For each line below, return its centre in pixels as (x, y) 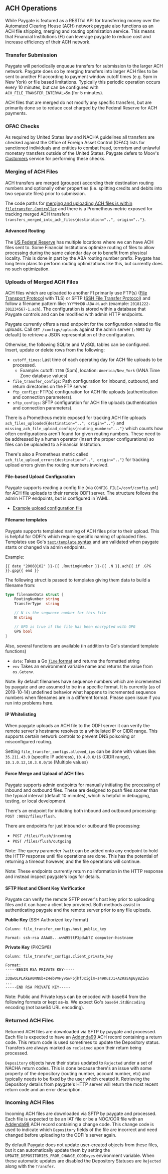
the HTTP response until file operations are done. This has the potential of (82, 856)
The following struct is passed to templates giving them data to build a (78, 580)
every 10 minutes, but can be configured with (52, 87)
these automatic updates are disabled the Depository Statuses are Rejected (83, 1161)
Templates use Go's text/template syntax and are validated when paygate (82, 542)
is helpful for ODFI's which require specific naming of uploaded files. (76, 536)
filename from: (20, 585)
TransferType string (37, 604)
